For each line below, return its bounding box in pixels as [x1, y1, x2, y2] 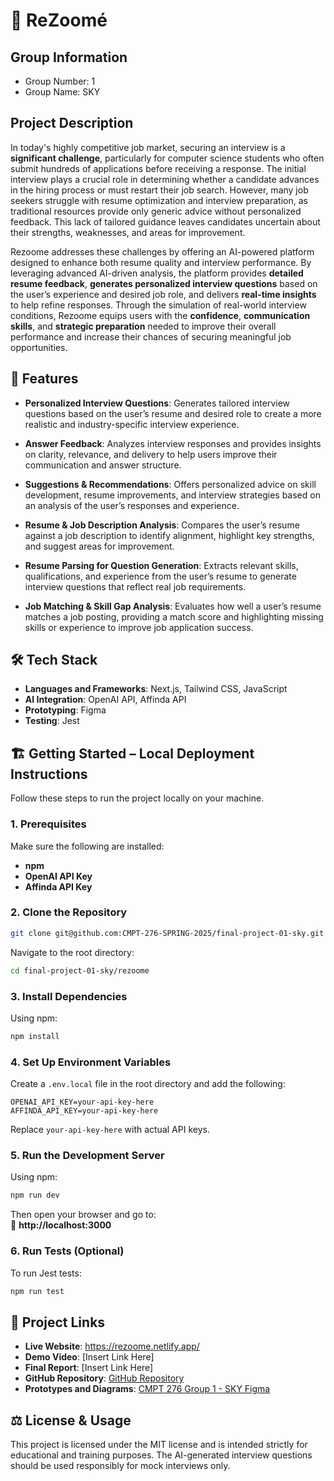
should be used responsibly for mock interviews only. [10, 1460, 231, 1472]
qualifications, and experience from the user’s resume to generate [24, 570, 297, 582]
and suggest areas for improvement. [24, 540, 175, 552]
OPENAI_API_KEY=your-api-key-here [10, 1097, 155, 1108]
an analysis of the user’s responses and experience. [24, 499, 240, 511]
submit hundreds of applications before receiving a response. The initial [10, 162, 307, 174]
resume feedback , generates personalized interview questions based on [10, 277, 318, 289]
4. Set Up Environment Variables [10, 1055, 172, 1069]
